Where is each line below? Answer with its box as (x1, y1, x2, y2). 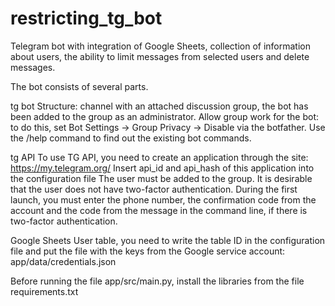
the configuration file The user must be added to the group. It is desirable (10, 172, 313, 184)
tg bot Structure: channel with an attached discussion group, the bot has (10, 100, 309, 112)
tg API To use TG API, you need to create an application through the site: (10, 151, 309, 163)
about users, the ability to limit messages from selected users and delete (10, 50, 310, 62)
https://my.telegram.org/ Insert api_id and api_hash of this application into (10, 162, 315, 174)
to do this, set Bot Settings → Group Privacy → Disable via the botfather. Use (10, 121, 326, 133)
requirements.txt (10, 285, 79, 297)
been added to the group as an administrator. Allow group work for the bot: (10, 110, 320, 122)
